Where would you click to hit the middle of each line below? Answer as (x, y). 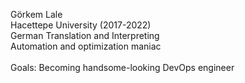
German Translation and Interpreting (85, 35)
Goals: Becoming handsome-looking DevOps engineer (122, 67)
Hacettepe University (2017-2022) (81, 25)
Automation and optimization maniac (86, 46)
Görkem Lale (36, 14)
